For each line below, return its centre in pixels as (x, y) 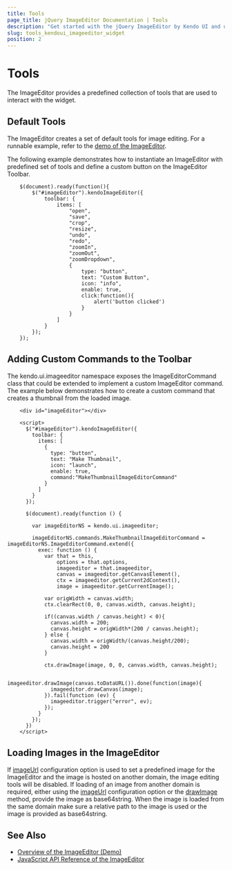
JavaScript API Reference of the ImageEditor (81, 860)
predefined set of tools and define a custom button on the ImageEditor (107, 166)
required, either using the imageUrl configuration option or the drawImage (112, 791)
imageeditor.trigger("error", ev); (102, 701)
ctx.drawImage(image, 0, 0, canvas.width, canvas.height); (130, 665)
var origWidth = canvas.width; (89, 598)
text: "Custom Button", (115, 278)
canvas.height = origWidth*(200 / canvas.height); (125, 628)
